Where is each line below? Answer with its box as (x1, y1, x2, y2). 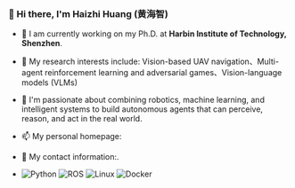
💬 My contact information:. (20, 152, 119, 162)
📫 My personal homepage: (20, 131, 122, 142)
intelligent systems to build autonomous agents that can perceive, (20, 104, 264, 114)
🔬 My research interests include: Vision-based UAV (20, 56, 210, 67)
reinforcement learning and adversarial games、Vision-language (45, 67, 283, 78)
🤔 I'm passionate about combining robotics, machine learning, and (20, 95, 265, 106)
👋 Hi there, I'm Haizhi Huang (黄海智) (8, 7, 168, 20)
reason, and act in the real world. (20, 114, 143, 124)
